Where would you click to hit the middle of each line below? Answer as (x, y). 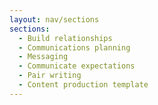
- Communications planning (74, 47)
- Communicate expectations (77, 66)
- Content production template (83, 85)
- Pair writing (50, 76)
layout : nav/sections (54, 19)
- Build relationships (65, 38)
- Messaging (43, 57)
